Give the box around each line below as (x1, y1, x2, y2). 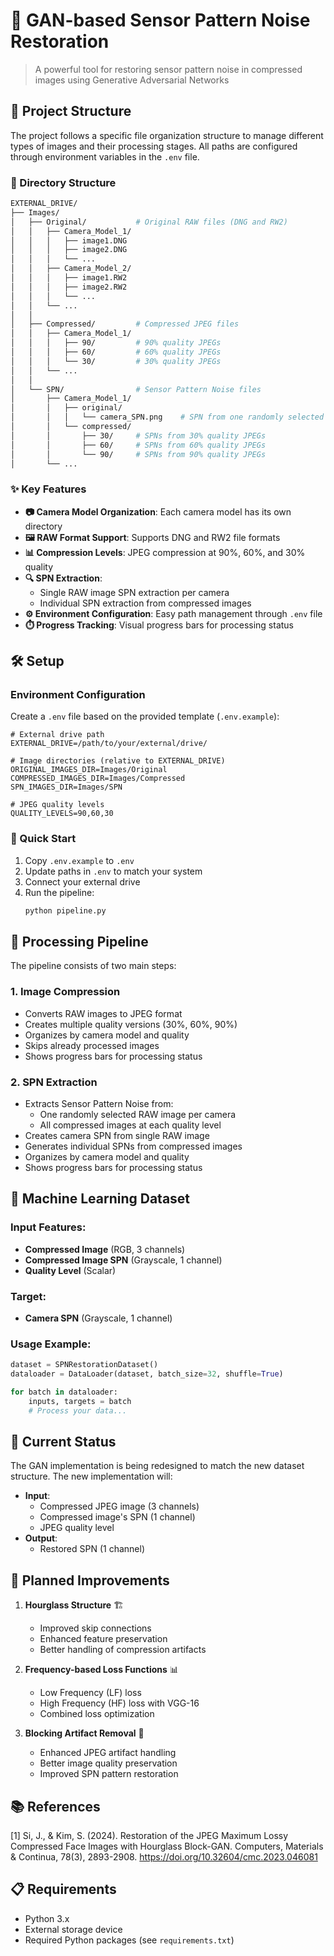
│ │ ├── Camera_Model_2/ (10, 264, 132, 274)
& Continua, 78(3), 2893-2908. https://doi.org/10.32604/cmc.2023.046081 (10, 1851, 318, 1863)
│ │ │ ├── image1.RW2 (10, 273, 128, 283)
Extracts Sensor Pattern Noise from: (24, 1097, 174, 1109)
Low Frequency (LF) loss (39, 1687, 142, 1699)
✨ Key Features (10, 482, 87, 496)
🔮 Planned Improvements (10, 1572, 170, 1589)
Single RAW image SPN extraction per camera (39, 586, 230, 598)
